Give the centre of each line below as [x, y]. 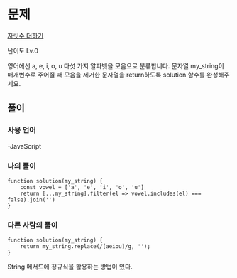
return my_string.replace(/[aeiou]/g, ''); [86, 247]
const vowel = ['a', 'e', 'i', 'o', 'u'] [82, 187]
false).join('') [31, 200]
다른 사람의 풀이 [33, 225]
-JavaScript [24, 146]
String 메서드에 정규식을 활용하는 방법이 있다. [70, 267]
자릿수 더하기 [26, 36]
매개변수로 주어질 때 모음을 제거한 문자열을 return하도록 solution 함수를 [106, 75]
